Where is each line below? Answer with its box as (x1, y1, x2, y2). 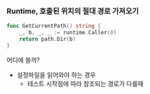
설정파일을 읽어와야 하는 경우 (16, 70, 96, 79)
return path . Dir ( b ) (19, 36, 76, 43)
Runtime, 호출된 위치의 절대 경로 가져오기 (6, 6, 139, 15)
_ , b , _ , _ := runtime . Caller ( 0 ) (19, 29, 117, 36)
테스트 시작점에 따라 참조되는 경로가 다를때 (27, 79, 144, 88)
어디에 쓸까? (6, 55, 40, 64)
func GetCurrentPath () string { (6, 22, 101, 29)
